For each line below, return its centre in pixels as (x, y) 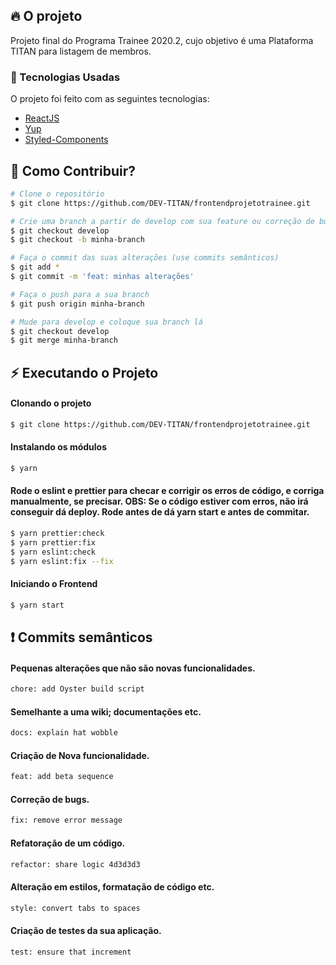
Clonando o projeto (51, 403)
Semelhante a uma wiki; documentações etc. (106, 711)
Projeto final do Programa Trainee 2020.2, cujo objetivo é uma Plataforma (162, 40)
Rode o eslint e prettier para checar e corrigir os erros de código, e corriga (167, 491)
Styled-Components (66, 140)
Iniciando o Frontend (54, 584)
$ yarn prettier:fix (53, 542)
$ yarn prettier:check (57, 534)
